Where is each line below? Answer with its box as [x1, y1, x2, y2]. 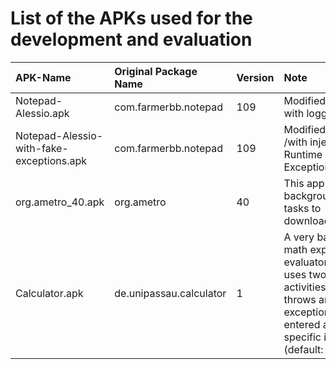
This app [283, 176, 325, 190]
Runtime [283, 147, 323, 161]
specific [283, 330, 322, 344]
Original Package [114, 64, 198, 78]
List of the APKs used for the [10, 7, 253, 30]
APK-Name [15, 70, 72, 84]
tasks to [283, 201, 322, 215]
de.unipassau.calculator [114, 286, 227, 300]
